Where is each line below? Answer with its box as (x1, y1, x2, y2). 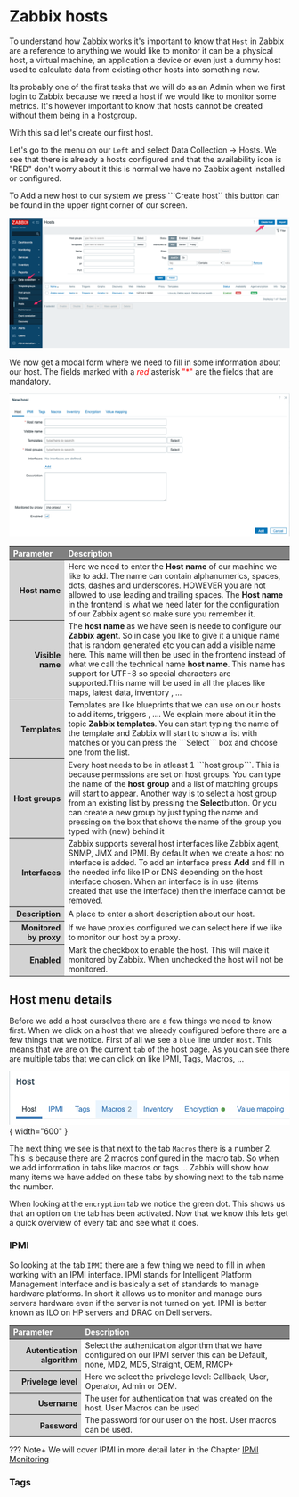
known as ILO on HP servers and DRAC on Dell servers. (9, 1307, 213, 1318)
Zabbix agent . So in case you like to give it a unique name (68, 631, 280, 641)
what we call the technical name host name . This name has (68, 658, 286, 670)
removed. (68, 895, 103, 906)
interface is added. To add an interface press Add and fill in (68, 856, 285, 867)
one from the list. (68, 747, 131, 757)
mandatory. (9, 376, 52, 387)
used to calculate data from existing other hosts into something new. (9, 64, 261, 75)
